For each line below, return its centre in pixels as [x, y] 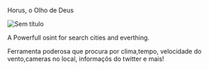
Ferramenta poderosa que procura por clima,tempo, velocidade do [104, 51]
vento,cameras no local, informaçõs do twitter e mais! [86, 59]
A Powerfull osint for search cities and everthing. [79, 37]
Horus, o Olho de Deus [41, 10]
